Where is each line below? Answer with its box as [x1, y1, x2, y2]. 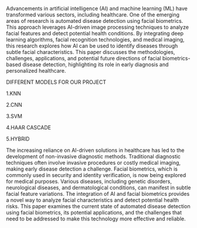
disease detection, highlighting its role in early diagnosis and [22, 61, 169, 68]
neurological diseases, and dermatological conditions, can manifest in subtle [6, 184, 191, 191]
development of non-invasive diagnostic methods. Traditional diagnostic [6, 153, 181, 160]
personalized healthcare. [6, 67, 66, 74]
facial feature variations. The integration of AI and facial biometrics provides [6, 190, 190, 197]
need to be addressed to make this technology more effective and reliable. [6, 215, 186, 222]
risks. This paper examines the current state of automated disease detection [6, 203, 191, 210]
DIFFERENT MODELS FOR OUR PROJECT [6, 79, 107, 86]
